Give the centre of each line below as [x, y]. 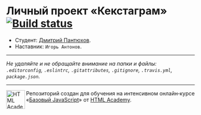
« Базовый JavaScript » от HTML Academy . [79, 100]
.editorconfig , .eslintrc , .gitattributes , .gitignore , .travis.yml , [89, 70]
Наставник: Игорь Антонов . [48, 46]
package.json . [23, 76]
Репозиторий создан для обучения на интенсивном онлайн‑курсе [110, 93]
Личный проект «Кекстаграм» [87, 11]
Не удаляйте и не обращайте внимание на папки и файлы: [81, 63]
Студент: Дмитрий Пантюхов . [53, 40]
